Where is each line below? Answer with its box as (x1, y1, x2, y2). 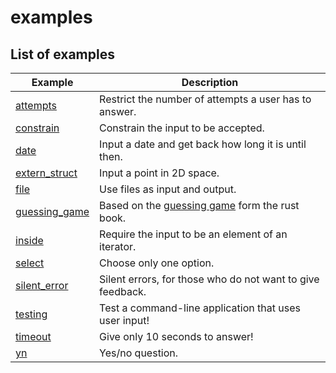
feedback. (99, 285, 147, 298)
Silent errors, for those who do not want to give (99, 272, 320, 286)
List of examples (10, 46, 115, 63)
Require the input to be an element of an (99, 227, 288, 241)
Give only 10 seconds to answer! (99, 330, 254, 343)
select (15, 256, 45, 270)
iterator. (99, 240, 137, 253)
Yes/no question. (99, 346, 179, 360)
